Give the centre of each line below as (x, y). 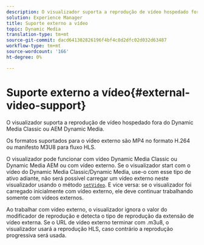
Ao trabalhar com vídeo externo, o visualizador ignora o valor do (87, 209)
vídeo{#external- (145, 92)
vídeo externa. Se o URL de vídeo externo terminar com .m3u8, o (88, 222)
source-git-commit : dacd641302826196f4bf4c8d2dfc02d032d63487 (87, 40)
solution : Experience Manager (45, 18)
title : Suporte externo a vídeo (47, 23)
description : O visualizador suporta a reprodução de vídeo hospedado (97, 12)
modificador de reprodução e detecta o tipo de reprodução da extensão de (100, 216)
